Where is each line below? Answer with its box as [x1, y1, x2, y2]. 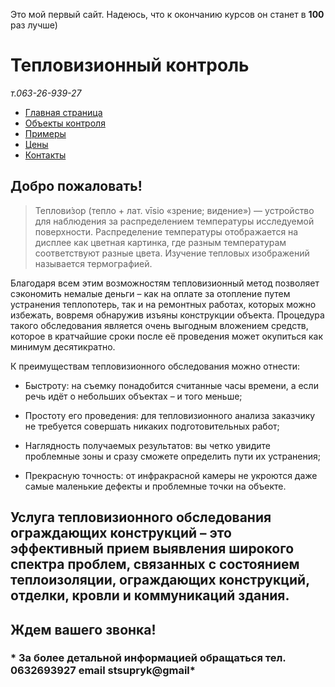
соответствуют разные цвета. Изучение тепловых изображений [34, 247, 310, 259]
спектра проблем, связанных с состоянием [10, 556, 300, 573]
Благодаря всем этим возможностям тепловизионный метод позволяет [10, 277, 320, 289]
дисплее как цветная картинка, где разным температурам [34, 236, 287, 248]
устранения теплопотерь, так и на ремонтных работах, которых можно [10, 298, 317, 310]
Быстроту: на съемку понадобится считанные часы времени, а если [24, 379, 319, 391]
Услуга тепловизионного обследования [10, 509, 272, 526]
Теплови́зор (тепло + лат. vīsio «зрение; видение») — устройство [34, 204, 315, 216]
